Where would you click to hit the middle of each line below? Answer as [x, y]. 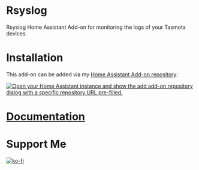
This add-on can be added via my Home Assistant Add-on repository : [92, 74]
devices [16, 33]
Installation [35, 58]
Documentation [46, 117]
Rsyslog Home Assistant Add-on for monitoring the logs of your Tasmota [96, 27]
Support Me [36, 144]
